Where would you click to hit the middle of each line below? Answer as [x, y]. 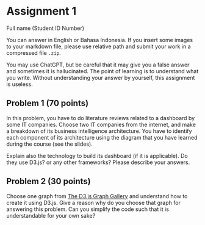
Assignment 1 [41, 11]
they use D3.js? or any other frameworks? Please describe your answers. [98, 162]
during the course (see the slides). [49, 144]
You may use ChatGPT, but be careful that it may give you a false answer [98, 65]
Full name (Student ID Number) [45, 28]
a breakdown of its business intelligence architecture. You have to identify [99, 131]
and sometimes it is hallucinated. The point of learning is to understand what [103, 71]
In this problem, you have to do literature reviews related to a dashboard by [101, 118]
